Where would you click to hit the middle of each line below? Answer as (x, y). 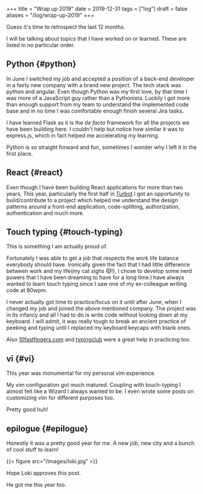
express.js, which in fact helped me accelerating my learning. (83, 135)
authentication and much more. (45, 213)
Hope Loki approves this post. (44, 473)
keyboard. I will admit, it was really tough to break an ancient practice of (96, 321)
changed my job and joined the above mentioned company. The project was (101, 309)
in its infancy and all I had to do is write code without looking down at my (97, 315)
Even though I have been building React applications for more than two (95, 187)
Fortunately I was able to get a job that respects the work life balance (92, 258)
